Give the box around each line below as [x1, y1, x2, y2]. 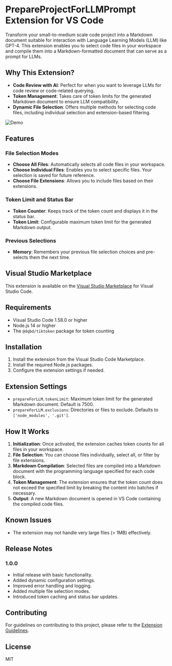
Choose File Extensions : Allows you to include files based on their [12, 178, 154, 184]
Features [5, 134, 34, 143]
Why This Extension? [5, 68, 75, 77]
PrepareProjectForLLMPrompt [5, 4, 136, 15]
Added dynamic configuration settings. [12, 577, 95, 583]
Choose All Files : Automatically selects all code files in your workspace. [12, 161, 166, 168]
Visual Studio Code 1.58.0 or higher [12, 317, 88, 323]
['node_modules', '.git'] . [12, 412, 70, 418]
